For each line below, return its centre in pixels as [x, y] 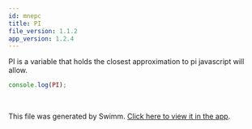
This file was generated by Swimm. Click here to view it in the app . [120, 116]
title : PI [25, 24]
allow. [18, 71]
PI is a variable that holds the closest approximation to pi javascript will [126, 62]
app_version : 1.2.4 [41, 39]
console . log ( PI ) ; [38, 85]
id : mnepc [25, 16]
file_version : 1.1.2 [43, 31]
